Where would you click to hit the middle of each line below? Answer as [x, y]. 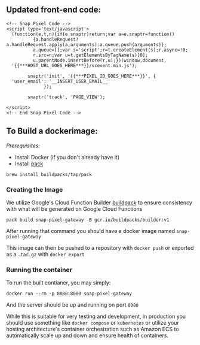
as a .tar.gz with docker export [45, 254]
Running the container [39, 270]
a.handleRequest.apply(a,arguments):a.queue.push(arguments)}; [87, 44]
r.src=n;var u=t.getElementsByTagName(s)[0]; [90, 55]
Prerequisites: [23, 146]
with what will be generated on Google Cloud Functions [74, 208]
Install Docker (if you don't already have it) [67, 157]
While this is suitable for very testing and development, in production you [96, 316]
